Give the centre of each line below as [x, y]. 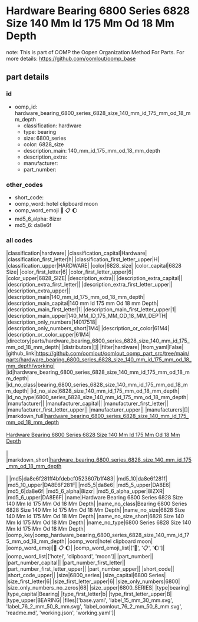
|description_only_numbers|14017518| [52, 322]
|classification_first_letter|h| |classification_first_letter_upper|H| [83, 259]
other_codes [24, 185]
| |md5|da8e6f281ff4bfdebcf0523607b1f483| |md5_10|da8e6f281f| [87, 479]
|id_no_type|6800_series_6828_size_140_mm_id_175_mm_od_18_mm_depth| [97, 397]
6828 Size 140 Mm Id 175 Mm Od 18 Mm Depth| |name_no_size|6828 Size [96, 510]
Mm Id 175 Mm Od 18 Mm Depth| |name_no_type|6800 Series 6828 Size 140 [99, 522]
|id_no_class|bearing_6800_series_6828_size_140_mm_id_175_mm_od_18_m [97, 385]
